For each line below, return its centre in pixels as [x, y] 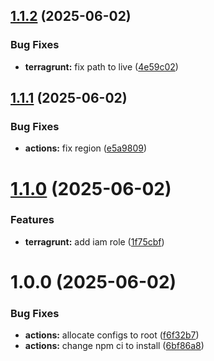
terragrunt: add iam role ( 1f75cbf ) [94, 241]
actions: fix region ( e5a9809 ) [86, 148]
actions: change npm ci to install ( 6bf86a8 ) [114, 346]
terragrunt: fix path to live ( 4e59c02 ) [101, 66]
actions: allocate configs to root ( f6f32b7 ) [112, 335]
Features [32, 220]
